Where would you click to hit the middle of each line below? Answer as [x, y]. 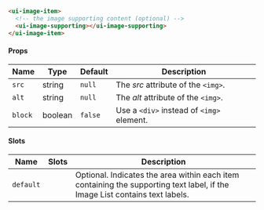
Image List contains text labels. [132, 194]
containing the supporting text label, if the [152, 184]
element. [132, 120]
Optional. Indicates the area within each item [157, 175]
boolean [57, 115]
